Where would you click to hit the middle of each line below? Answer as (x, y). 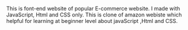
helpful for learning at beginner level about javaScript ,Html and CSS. (92, 21)
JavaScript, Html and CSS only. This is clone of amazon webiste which (94, 15)
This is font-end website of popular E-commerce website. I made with (93, 9)
